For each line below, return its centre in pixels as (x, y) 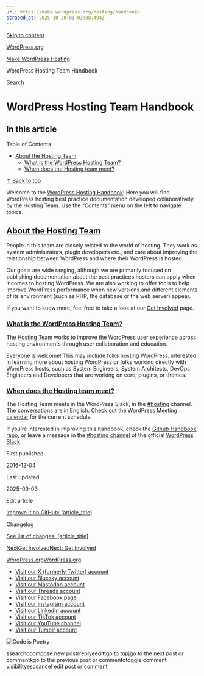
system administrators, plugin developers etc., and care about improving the (102, 252)
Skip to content (25, 35)
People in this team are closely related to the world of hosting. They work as (102, 246)
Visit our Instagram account (50, 603)
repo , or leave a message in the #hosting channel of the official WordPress (100, 435)
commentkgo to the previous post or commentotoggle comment (86, 660)
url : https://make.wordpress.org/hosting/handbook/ (73, 12)
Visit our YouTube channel (48, 623)
